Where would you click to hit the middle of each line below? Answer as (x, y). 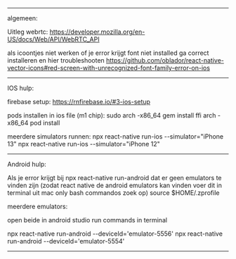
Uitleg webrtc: (28, 32)
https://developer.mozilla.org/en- (97, 32)
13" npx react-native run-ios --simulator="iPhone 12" (84, 144)
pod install (45, 123)
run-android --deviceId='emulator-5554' (66, 241)
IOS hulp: (20, 88)
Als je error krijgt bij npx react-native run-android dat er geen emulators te (115, 178)
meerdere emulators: (38, 206)
